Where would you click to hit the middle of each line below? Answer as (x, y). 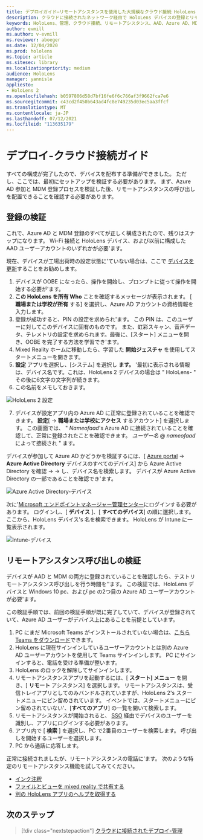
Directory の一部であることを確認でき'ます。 (61, 479)
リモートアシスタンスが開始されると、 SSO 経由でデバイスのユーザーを (104, 715)
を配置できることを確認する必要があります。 (62, 196)
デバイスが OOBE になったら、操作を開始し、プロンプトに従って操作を (103, 281)
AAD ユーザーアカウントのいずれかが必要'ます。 (66, 248)
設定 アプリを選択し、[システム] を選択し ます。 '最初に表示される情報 (102, 364)
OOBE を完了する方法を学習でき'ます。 (74, 341)
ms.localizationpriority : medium (48, 68)
